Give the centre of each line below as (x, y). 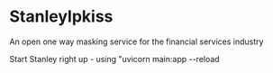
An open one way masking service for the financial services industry (136, 41)
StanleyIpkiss (61, 17)
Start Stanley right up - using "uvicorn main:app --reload (114, 59)
